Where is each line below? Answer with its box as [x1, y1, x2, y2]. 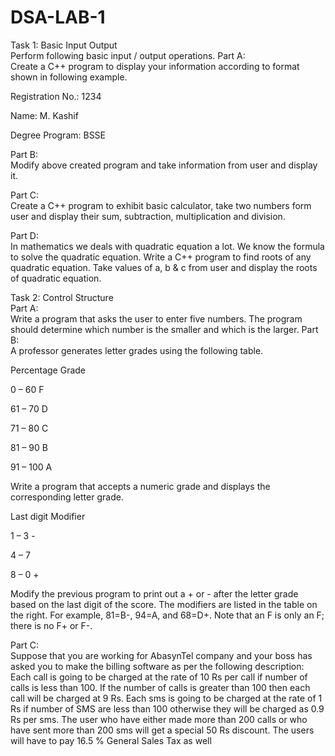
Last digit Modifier [10, 510, 86, 522]
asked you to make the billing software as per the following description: [10, 660, 305, 672]
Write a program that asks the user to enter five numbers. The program [10, 312, 303, 325]
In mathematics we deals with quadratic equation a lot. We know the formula [10, 240, 325, 252]
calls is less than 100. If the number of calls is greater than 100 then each [10, 681, 311, 693]
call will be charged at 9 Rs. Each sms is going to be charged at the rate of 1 [10, 692, 323, 704]
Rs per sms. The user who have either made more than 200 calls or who [10, 713, 308, 725]
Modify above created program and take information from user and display [10, 159, 318, 171]
